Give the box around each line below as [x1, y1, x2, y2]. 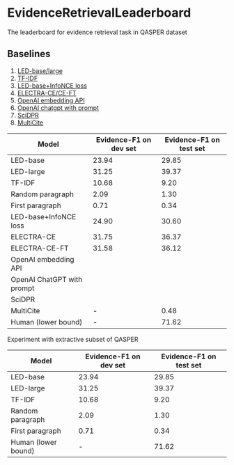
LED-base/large [17, 66, 63, 74]
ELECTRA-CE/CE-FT [17, 88, 77, 97]
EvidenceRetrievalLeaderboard [7, 5, 192, 21]
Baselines [7, 48, 51, 60]
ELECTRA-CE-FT [10, 243, 69, 253]
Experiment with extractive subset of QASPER [7, 335, 139, 343]
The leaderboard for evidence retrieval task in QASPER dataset [7, 28, 188, 36]
